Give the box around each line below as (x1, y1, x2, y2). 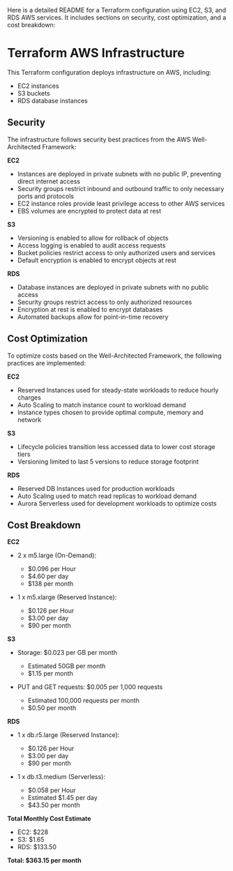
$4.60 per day (27, 572, 69, 581)
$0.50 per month (27, 704, 77, 712)
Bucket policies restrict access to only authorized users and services (17, 248, 216, 257)
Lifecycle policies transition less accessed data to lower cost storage (17, 442, 216, 450)
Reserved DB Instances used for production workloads (17, 484, 175, 492)
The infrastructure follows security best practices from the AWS (7, 135, 191, 144)
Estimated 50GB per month (27, 662, 106, 670)
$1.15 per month (27, 669, 73, 678)
